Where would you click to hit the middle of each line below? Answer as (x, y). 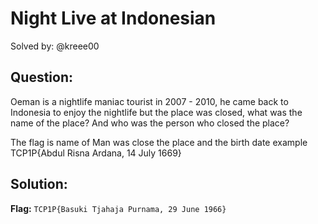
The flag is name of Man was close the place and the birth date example (159, 142)
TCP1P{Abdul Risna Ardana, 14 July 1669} (96, 153)
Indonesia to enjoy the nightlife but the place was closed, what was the (156, 112)
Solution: (39, 184)
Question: (42, 77)
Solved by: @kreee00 (55, 46)
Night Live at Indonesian (113, 18)
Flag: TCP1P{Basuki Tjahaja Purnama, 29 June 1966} (118, 208)
